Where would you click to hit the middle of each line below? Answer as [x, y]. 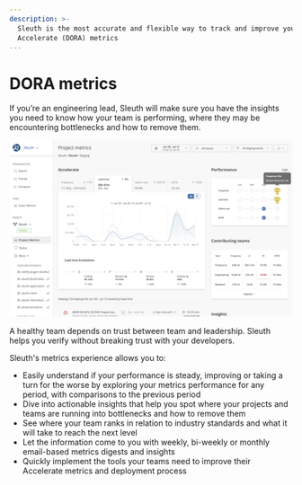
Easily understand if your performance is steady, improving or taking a [152, 375]
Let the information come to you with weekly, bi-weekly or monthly [146, 442]
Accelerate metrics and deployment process [104, 471]
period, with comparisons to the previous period [111, 394]
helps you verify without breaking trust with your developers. [122, 340]
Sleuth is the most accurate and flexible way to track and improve [148, 28]
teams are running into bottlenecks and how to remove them [134, 414]
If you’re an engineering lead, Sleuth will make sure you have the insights [145, 109]
